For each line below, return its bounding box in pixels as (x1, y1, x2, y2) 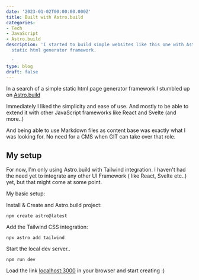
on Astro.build (6, 91, 40, 98)
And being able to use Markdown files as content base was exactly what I (6, 127, 186, 134)
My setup (6, 150, 42, 160)
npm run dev (6, 257, 36, 263)
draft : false (6, 69, 38, 75)
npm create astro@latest (6, 213, 68, 219)
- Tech (6, 25, 23, 31)
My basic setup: (6, 190, 46, 197)
